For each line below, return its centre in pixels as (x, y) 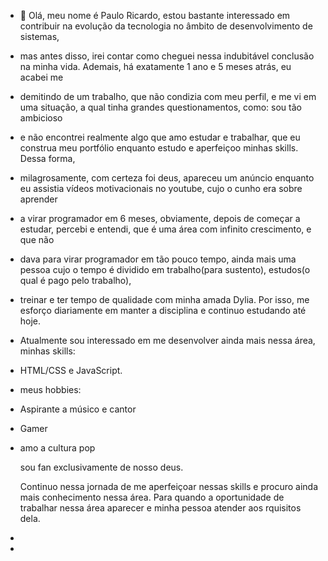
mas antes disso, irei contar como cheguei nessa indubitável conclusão (167, 56)
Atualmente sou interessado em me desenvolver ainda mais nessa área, (167, 340)
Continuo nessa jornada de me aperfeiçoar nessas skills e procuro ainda (169, 486)
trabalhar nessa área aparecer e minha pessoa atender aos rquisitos (160, 508)
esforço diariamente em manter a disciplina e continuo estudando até (163, 310)
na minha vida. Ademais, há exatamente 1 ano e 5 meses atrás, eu (155, 66)
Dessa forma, (47, 158)
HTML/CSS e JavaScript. (71, 370)
